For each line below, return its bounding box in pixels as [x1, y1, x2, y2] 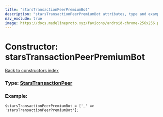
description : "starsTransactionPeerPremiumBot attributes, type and [5, 12, 147, 16]
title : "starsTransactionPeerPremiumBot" [5, 7, 90, 12]
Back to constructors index [5, 68, 59, 73]
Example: [5, 93, 28, 100]
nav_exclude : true [5, 16, 42, 21]
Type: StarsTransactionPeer [5, 80, 73, 87]
